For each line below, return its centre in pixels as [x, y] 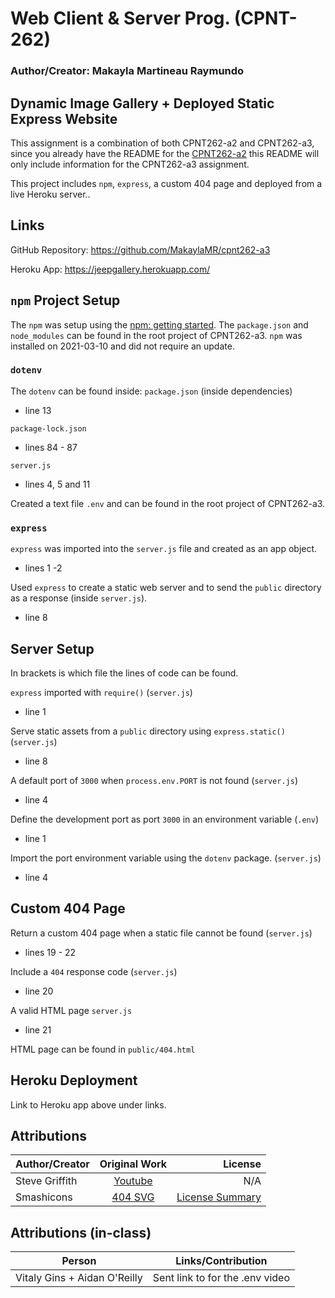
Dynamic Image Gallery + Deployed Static [142, 103]
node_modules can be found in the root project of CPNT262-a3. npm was [156, 335]
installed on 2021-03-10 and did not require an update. [122, 346]
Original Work [133, 1164]
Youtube [133, 1181]
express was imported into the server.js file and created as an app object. [164, 549]
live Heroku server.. [50, 194]
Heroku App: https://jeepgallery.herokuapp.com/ [110, 269]
